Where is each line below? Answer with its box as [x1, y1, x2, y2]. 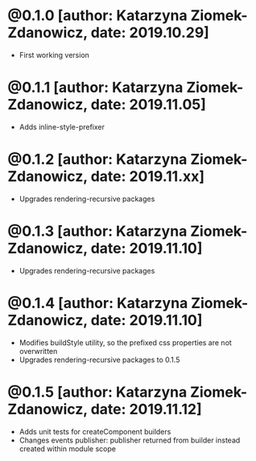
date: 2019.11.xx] [90, 167, 205, 186]
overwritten [19, 346, 58, 356]
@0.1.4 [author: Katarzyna [7, 294, 188, 312]
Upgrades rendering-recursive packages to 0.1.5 [19, 355, 180, 364]
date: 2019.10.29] [90, 23, 210, 42]
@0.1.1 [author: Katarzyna [7, 79, 184, 97]
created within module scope [19, 443, 116, 453]
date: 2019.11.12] [90, 400, 202, 418]
